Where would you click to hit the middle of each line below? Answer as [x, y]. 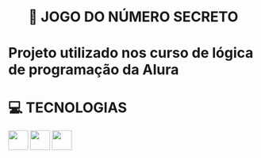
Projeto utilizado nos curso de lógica [131, 53]
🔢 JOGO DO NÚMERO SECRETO [133, 17]
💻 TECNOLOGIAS [67, 107]
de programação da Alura [94, 70]
